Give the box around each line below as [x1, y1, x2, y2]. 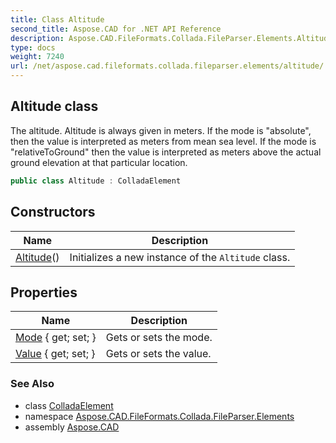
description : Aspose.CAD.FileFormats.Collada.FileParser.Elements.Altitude [10, 33, 333, 43]
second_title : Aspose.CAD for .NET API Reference [10, 24, 222, 34]
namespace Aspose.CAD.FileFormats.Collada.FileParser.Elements [24, 410, 295, 422]
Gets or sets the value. [105, 347, 212, 361]
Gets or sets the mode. [105, 331, 213, 345]
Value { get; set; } [15, 347, 96, 361]
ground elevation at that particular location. [10, 156, 188, 168]
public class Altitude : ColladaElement [10, 176, 182, 186]
